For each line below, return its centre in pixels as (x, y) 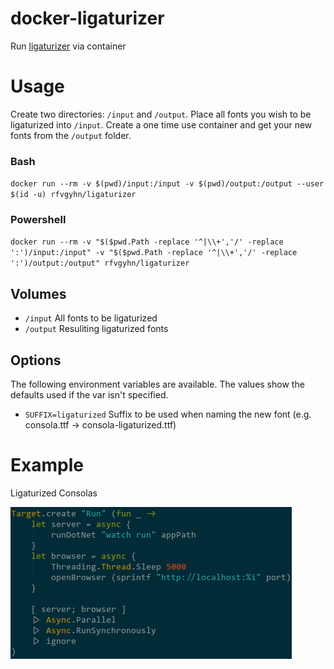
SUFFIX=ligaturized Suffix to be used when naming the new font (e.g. (168, 414)
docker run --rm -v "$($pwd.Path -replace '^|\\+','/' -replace (147, 242)
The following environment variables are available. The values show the (157, 384)
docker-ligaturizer (87, 18)
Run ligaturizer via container (68, 46)
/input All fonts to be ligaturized (91, 318)
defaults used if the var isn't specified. (89, 395)
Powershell (38, 220)
